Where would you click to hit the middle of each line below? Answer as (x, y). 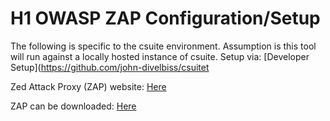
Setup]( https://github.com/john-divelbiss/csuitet (110, 67)
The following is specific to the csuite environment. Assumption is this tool (163, 46)
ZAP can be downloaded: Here (73, 106)
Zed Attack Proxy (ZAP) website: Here (88, 86)
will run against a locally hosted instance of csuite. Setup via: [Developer (160, 56)
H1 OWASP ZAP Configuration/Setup (165, 18)
